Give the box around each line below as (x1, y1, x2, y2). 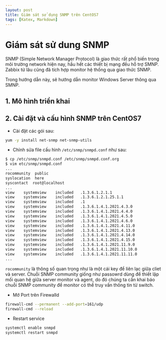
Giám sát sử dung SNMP (5, 39, 110, 51)
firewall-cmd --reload (5, 306, 53, 311)
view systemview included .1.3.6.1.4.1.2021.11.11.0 (5, 251, 138, 257)
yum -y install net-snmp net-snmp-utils (5, 137, 92, 143)
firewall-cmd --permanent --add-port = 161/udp (5, 302, 103, 307)
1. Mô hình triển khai (5, 96, 70, 105)
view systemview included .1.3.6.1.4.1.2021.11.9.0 (5, 242, 136, 248)
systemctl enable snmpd (5, 325, 56, 331)
